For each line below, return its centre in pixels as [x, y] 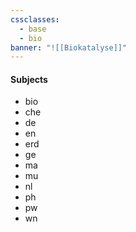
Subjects [29, 79]
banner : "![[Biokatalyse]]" [69, 47]
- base [33, 29]
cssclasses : [35, 19]
